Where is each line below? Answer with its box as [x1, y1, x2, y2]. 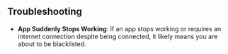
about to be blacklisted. [17, 39, 86, 48]
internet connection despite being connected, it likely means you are [17, 32, 218, 40]
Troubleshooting [7, 6, 83, 18]
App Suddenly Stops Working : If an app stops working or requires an [17, 24, 222, 33]
